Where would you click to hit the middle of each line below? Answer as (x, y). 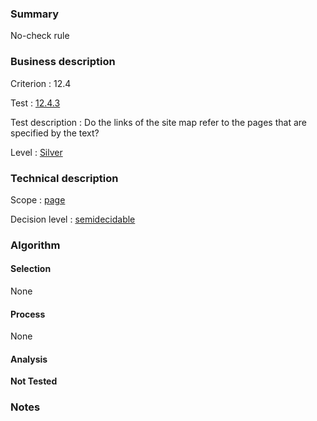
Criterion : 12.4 (41, 83)
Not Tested (34, 381)
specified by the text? (55, 133)
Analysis (29, 359)
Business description (63, 62)
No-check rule (40, 36)
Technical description (64, 178)
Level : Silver (36, 152)
